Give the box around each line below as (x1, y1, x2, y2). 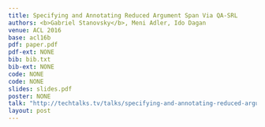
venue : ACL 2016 (8, 26, 62, 34)
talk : (8, 99, 26, 107)
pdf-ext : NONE (8, 48, 55, 56)
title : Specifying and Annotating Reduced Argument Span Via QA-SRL (8, 11, 238, 20)
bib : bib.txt (8, 56, 51, 64)
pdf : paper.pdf (8, 41, 58, 49)
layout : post (8, 107, 51, 115)
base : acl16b (8, 33, 51, 42)
